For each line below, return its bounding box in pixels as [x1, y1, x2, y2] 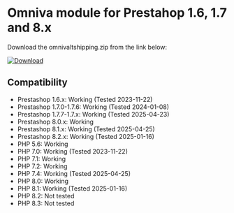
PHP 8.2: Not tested [17, 191, 75, 200]
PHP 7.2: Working [17, 162, 68, 170]
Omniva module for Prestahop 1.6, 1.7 [7, 5, 227, 21]
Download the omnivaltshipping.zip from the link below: [7, 43, 168, 51]
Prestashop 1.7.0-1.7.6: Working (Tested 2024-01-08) [17, 103, 170, 111]
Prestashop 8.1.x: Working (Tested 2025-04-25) [17, 124, 155, 133]
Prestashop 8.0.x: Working [17, 117, 94, 126]
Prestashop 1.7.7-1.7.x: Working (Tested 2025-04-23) [17, 110, 170, 118]
